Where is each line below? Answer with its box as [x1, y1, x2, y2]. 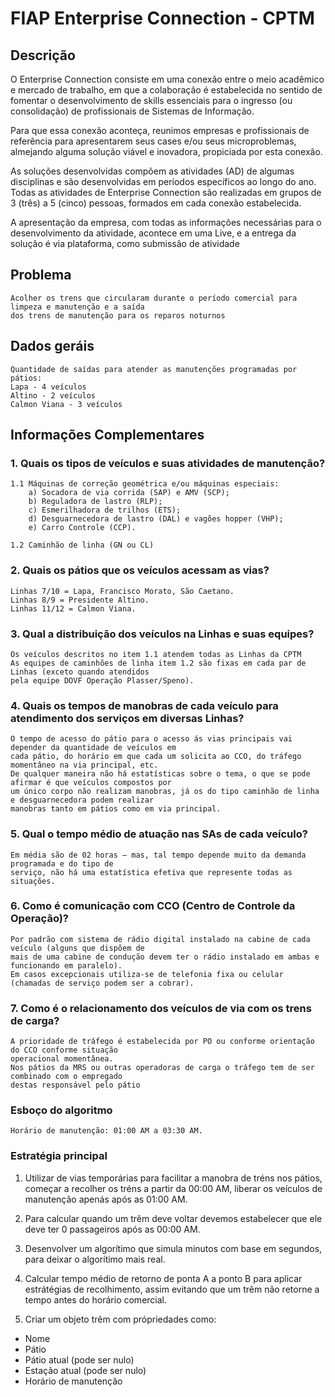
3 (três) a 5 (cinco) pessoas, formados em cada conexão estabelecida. [10, 197, 302, 209]
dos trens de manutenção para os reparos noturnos [10, 310, 226, 321]
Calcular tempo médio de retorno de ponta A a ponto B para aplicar [24, 1272, 303, 1284]
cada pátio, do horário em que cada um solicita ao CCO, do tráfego [10, 752, 302, 762]
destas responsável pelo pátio [10, 1080, 141, 1091]
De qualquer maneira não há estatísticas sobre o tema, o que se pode [10, 769, 311, 779]
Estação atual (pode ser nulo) [24, 1364, 147, 1376]
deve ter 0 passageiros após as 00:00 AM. [24, 1223, 201, 1235]
